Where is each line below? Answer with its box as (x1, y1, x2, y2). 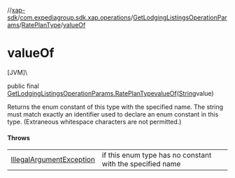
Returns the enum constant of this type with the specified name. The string (7, 103, 224, 111)
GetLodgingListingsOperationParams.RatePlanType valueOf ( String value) (7, 89, 215, 97)
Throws (7, 133, 30, 142)
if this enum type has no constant (101, 150, 212, 160)
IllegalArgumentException (10, 155, 96, 165)
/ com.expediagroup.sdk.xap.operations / (17, 13, 134, 22)
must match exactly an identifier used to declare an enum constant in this (7, 110, 219, 118)
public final (7, 82, 40, 90)
